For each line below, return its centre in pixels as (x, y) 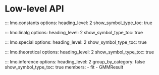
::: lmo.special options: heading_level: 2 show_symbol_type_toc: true (76, 42)
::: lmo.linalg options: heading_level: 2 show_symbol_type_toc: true (74, 32)
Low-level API (34, 9)
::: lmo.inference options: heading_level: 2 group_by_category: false (75, 61)
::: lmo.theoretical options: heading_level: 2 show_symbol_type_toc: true (79, 52)
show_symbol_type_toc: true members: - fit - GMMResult (64, 67)
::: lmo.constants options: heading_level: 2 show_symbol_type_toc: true (78, 23)
